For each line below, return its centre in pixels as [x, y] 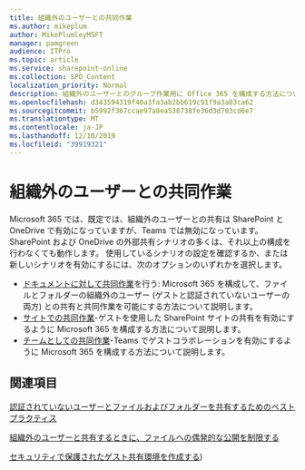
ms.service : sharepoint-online [69, 69]
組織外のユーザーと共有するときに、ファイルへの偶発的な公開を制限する [144, 437]
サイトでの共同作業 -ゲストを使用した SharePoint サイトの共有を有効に [155, 318]
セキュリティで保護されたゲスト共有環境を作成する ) [106, 456]
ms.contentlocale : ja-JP [56, 128]
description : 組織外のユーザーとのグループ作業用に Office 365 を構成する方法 [144, 93]
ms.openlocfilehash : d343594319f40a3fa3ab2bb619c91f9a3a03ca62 [132, 102]
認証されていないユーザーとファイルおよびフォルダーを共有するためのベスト [152, 406]
